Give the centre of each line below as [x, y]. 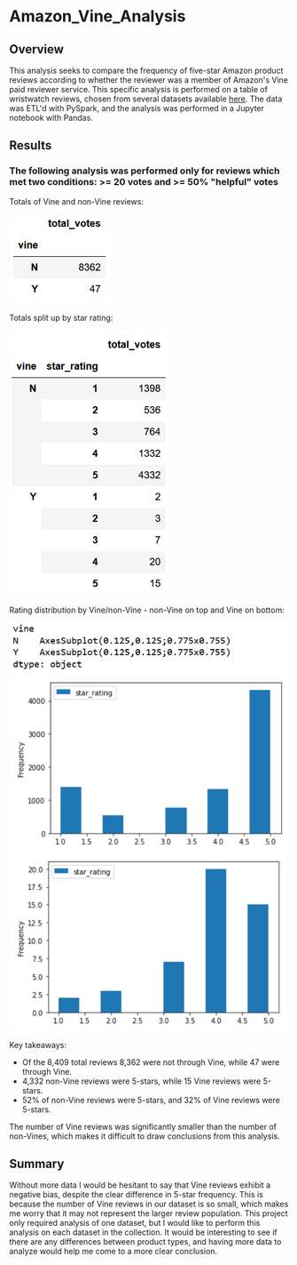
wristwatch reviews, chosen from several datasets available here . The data [146, 99]
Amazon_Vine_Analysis [98, 16]
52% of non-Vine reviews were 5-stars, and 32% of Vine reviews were [151, 1100]
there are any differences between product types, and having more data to [145, 1242]
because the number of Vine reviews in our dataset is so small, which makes [149, 1204]
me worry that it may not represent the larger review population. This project [148, 1213]
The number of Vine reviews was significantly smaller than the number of [143, 1126]
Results [31, 145]
